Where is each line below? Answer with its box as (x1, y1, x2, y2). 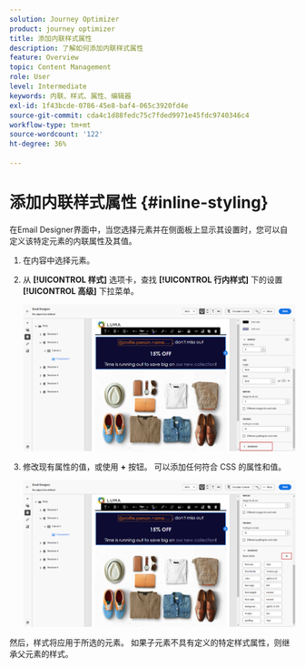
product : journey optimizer (9, 24, 116, 34)
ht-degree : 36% (9, 139, 67, 149)
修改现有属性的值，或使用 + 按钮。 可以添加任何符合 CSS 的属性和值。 (22, 461, 287, 472)
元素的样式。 (25, 649, 74, 660)
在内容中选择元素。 (22, 255, 95, 266)
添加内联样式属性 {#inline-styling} (9, 192, 270, 213)
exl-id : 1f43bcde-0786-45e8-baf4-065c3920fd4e (9, 101, 189, 110)
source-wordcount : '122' (9, 130, 103, 139)
